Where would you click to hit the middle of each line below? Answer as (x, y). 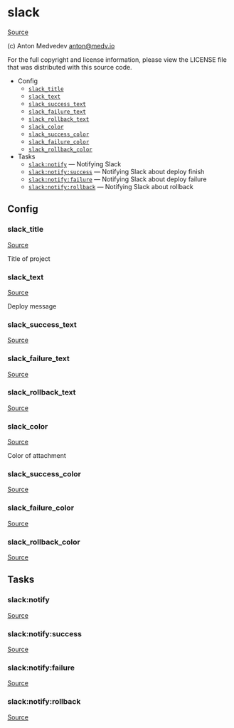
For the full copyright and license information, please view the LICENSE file (117, 59)
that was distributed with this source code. (70, 67)
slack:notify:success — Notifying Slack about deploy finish (116, 171)
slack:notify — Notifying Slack (75, 164)
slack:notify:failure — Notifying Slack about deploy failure (117, 179)
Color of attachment (37, 456)
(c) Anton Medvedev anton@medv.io (61, 45)
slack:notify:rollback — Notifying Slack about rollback (111, 186)
